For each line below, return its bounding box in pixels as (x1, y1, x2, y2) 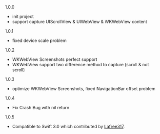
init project (12, 14, 34, 19)
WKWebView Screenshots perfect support (12, 57, 98, 62)
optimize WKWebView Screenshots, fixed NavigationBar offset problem (12, 86, 156, 92)
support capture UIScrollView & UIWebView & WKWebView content (12, 19, 147, 24)
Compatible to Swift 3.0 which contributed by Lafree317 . (12, 124, 125, 129)
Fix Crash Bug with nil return (12, 105, 70, 110)
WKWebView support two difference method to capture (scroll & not (12, 62, 149, 67)
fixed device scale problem (12, 38, 67, 43)
